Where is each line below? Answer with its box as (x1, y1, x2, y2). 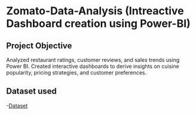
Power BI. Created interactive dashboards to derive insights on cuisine (6, 63, 179, 70)
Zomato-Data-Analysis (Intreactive (6, 4, 184, 18)
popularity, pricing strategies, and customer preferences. (6, 69, 147, 76)
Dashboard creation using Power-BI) (6, 17, 191, 30)
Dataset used (6, 86, 57, 97)
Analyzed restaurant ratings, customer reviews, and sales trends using (6, 57, 180, 63)
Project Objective (6, 41, 72, 51)
